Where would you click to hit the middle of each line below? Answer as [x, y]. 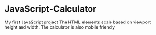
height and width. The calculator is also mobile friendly [60, 27]
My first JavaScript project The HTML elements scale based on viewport [78, 22]
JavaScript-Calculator [51, 9]
